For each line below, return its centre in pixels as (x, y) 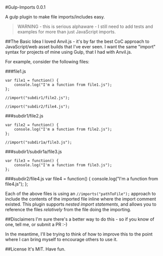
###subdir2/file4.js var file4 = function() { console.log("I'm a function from (81, 179)
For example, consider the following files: (47, 62)
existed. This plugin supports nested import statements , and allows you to (81, 204)
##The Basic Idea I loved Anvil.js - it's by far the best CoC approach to (77, 41)
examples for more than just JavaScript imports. (66, 32)
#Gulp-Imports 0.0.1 (25, 7)
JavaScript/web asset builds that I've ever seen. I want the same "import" (80, 47)
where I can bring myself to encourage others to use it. (61, 239)
